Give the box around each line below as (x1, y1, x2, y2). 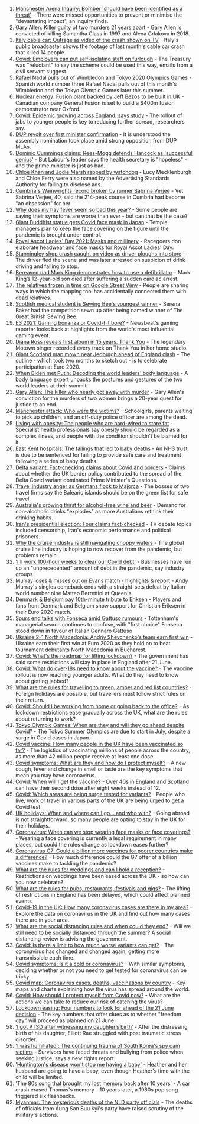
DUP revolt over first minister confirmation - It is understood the (15, 131, 171, 138)
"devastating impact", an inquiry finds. (15, 18, 109, 24)
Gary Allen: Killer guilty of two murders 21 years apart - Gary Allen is (15, 24, 182, 31)
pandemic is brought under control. (15, 231, 102, 238)
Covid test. (15, 803, 42, 810)
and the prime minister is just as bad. (15, 162, 106, 169)
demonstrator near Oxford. (15, 106, 81, 112)
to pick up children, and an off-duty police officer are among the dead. (15, 414, 187, 421)
